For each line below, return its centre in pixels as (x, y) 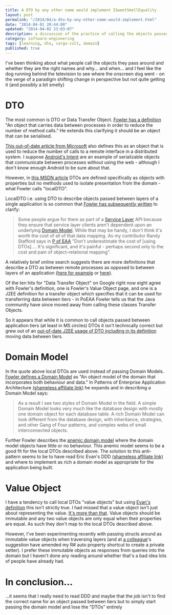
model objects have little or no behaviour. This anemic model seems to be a (85, 445)
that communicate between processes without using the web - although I (82, 162)
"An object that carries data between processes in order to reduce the (79, 125)
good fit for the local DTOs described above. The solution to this (73, 451)
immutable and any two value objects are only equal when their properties (83, 519)
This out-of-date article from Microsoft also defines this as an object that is (84, 146)
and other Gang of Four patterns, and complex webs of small (82, 425)
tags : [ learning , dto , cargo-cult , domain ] (52, 44)
